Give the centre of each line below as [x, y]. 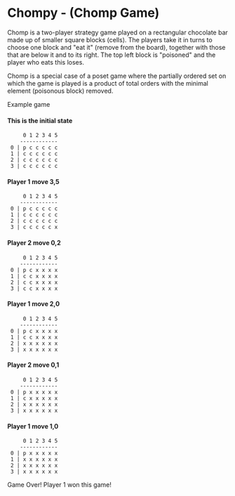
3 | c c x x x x [34, 288]
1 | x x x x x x [34, 459]
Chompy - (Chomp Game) [83, 13]
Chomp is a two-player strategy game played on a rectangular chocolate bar [117, 32]
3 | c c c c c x [34, 227]
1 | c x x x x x [34, 398]
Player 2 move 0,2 [34, 242]
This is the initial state [40, 120]
